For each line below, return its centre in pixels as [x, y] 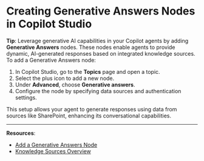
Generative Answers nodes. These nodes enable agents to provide [91, 47]
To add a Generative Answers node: [51, 60]
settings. [26, 97]
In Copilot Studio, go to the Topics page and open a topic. [87, 71]
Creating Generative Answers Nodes [101, 11]
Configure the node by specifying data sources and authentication [98, 91]
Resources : [21, 133]
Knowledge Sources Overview [53, 151]
